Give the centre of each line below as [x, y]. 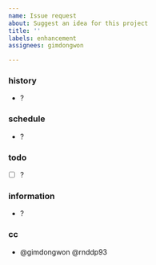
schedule [27, 119]
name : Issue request [43, 16]
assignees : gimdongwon [46, 46]
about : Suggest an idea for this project [78, 23]
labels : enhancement [43, 38]
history [23, 81]
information [32, 196]
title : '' [25, 31]
